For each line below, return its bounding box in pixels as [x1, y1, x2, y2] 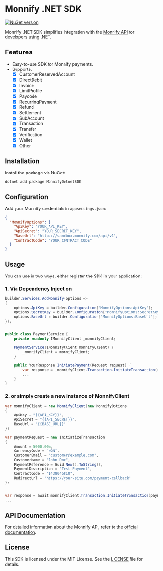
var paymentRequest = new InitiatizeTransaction [5, 435, 105, 440]
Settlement [19, 110, 41, 116]
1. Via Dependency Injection [5, 285, 72, 292]
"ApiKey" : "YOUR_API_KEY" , [14, 224, 68, 229]
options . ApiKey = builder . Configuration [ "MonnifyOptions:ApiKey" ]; [14, 305, 153, 310]
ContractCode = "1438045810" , [14, 471, 75, 476]
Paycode [19, 93, 37, 99]
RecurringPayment [19, 99, 57, 105]
